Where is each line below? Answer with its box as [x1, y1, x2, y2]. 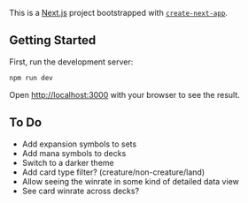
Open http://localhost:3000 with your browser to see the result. [9, 89, 241, 100]
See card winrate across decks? [21, 185, 140, 196]
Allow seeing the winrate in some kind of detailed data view [21, 176, 239, 186]
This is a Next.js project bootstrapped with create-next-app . [9, 8, 229, 18]
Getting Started [9, 33, 97, 48]
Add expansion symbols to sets [21, 139, 137, 149]
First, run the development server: [9, 56, 134, 67]
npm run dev [9, 73, 53, 82]
